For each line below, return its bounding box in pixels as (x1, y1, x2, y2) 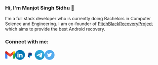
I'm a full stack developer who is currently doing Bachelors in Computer (5, 16, 151, 22)
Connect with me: (5, 38, 49, 45)
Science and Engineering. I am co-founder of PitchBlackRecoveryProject (5, 21, 153, 27)
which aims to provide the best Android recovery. (5, 26, 105, 32)
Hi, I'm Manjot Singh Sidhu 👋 (5, 4, 75, 11)
